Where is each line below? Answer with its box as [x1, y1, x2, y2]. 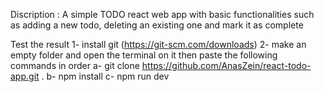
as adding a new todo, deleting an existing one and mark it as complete [10, 19, 304, 31]
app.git [10, 70, 40, 82]
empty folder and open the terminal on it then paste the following [10, 49, 278, 61]
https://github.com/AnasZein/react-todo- [141, 60, 312, 71]
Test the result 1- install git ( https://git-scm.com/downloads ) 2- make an [10, 39, 307, 50]
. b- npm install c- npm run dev [41, 70, 170, 82]
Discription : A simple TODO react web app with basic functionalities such [10, 9, 315, 20]
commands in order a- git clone [10, 60, 140, 71]
